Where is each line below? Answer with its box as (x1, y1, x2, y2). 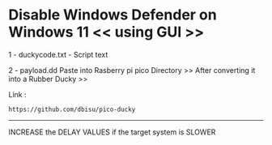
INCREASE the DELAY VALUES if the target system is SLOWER (8, 127, 216, 137)
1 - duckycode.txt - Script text (8, 49, 108, 59)
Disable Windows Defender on (8, 6, 217, 24)
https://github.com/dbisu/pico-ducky (8, 105, 136, 113)
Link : (8, 89, 27, 99)
